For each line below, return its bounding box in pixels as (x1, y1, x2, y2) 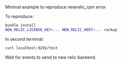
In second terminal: (5, 36, 44, 42)
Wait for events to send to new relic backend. (5, 54, 97, 60)
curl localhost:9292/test (5, 46, 58, 50)
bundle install (5, 23, 36, 28)
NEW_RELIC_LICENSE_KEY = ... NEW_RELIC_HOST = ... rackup (5, 27, 118, 32)
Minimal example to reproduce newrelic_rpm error (5, 4, 106, 10)
